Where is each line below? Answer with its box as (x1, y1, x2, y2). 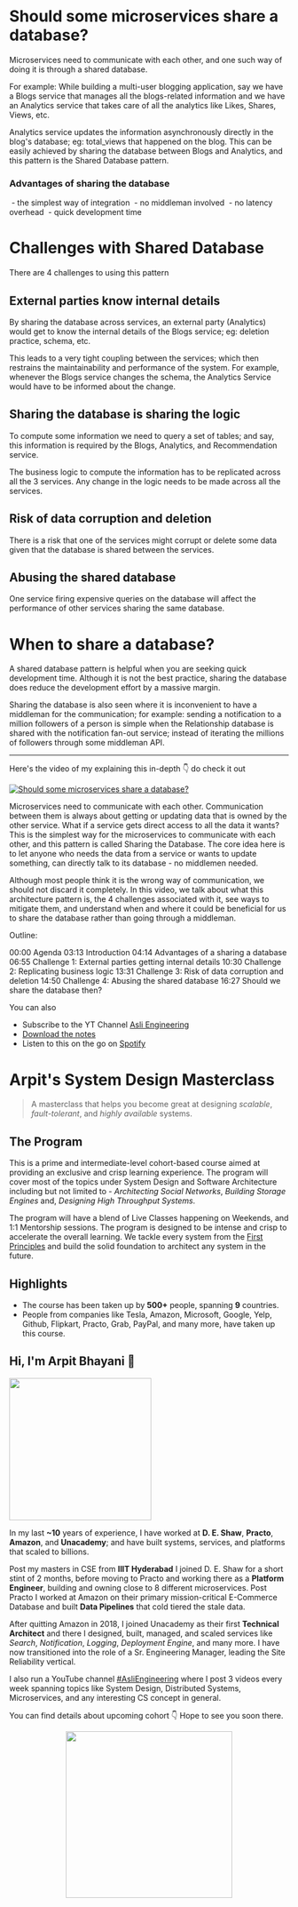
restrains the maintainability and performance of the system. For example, (9, 362, 279, 372)
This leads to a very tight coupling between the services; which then (9, 353, 260, 363)
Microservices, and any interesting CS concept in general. (9, 1692, 222, 1703)
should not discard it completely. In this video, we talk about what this (9, 884, 264, 895)
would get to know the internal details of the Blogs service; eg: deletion (9, 326, 270, 337)
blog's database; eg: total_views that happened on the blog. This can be (9, 136, 272, 147)
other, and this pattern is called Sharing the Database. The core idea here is (9, 839, 286, 850)
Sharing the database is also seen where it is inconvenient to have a (9, 699, 257, 710)
